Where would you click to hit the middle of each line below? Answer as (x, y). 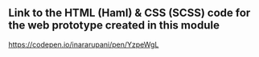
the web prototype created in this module (114, 26)
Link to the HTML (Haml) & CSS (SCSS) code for (129, 13)
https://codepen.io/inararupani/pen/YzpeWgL (84, 44)
